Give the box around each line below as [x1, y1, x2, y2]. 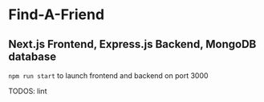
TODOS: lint [8, 86, 47, 96]
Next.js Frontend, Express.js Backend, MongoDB [8, 37, 257, 51]
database [8, 49, 57, 63]
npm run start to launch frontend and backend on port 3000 [8, 71, 209, 80]
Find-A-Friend [8, 6, 105, 24]
